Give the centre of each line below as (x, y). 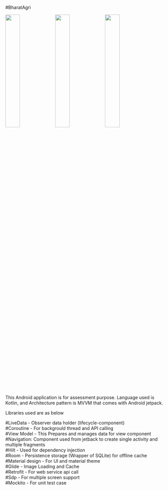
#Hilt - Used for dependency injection (45, 450)
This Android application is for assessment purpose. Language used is (80, 397)
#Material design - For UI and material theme (53, 461)
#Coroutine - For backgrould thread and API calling (59, 428)
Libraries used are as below (35, 413)
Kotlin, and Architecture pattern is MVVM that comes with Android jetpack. (84, 403)
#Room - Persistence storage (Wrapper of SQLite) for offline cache (76, 456)
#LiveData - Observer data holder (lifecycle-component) (65, 423)
